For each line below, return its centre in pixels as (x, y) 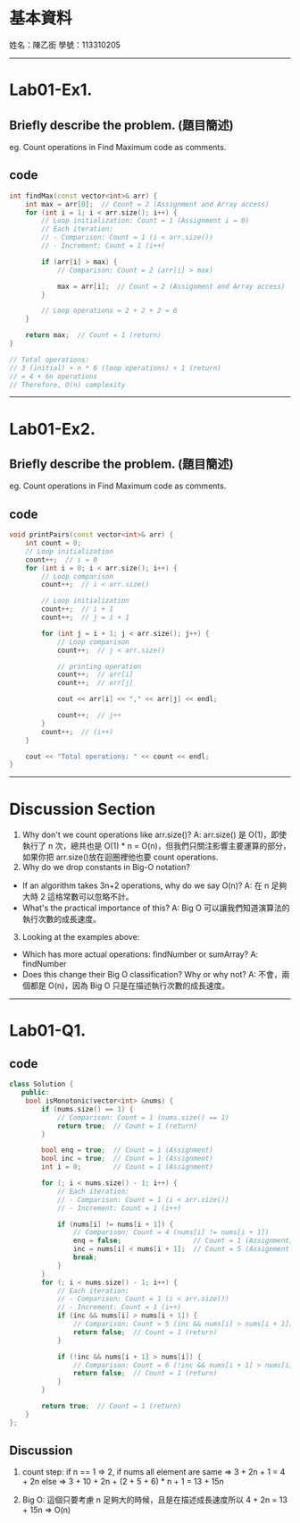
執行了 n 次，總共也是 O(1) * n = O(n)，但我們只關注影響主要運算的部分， (156, 846)
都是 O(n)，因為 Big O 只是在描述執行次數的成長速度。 (130, 986)
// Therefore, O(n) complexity (67, 385)
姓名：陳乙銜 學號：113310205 (65, 45)
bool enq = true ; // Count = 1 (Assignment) (128, 1150)
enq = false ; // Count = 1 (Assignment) (183, 1241)
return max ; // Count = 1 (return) (94, 335)
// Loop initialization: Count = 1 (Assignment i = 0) (146, 221)
